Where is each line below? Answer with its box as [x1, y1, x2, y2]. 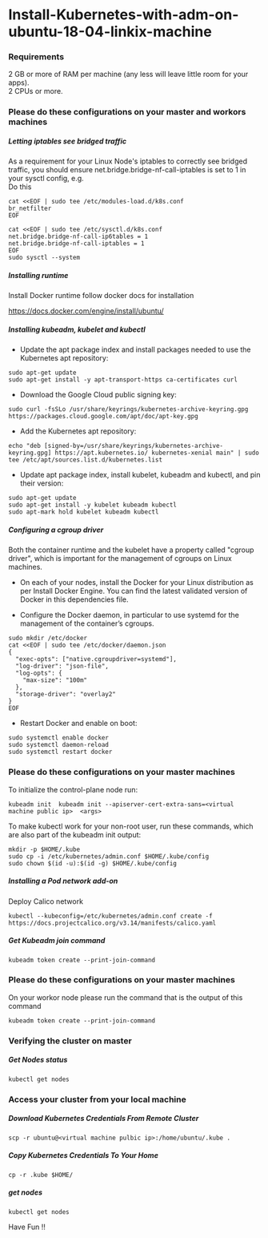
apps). [8, 78, 30, 87]
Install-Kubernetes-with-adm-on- [8, 6, 239, 24]
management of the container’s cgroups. [19, 619, 154, 628]
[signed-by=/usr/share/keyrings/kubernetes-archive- [43, 442, 224, 450]
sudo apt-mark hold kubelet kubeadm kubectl [8, 508, 159, 516]
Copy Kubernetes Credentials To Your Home [8, 1151, 158, 1160]
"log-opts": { [15, 669, 62, 678]
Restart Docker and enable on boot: [19, 719, 138, 728]
